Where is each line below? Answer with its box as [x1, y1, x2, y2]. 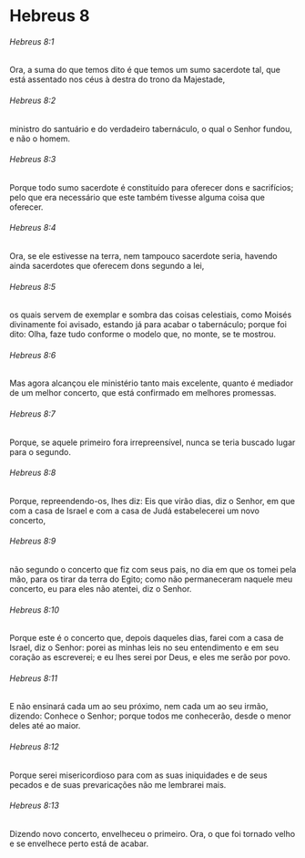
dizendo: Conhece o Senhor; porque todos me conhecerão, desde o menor [9, 710, 291, 721]
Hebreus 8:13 [9, 800, 59, 811]
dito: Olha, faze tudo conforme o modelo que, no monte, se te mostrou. [9, 329, 276, 340]
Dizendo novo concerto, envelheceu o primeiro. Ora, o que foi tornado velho [9, 828, 296, 839]
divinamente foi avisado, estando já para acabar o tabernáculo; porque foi [9, 319, 287, 330]
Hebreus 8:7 [9, 408, 56, 419]
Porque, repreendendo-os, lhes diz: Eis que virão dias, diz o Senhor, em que [9, 495, 296, 506]
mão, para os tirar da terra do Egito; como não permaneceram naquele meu [9, 574, 293, 584]
